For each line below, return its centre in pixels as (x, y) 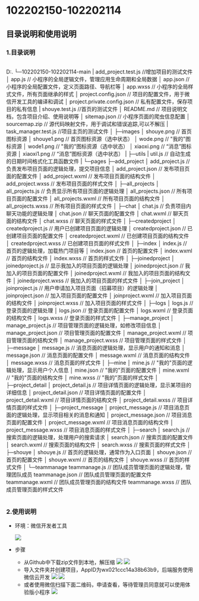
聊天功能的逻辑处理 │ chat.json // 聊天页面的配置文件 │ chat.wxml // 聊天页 (97, 213)
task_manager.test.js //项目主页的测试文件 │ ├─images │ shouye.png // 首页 (99, 131)
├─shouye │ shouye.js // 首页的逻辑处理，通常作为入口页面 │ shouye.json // (99, 452)
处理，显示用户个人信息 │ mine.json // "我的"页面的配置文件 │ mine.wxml (100, 370)
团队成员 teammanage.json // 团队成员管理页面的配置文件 (81, 474)
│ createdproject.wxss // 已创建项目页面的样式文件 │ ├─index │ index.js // (97, 243)
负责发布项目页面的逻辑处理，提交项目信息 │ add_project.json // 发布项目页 (98, 168)
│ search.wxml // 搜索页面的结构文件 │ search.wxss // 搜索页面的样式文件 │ (99, 445)
